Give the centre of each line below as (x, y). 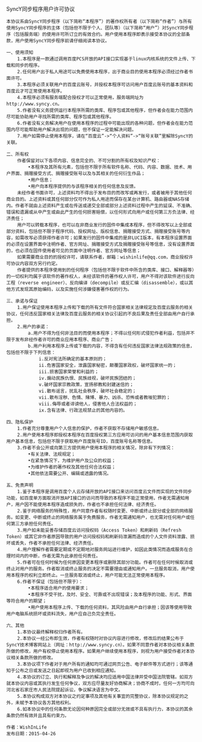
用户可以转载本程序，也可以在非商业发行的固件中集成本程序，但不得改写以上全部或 (105, 225)
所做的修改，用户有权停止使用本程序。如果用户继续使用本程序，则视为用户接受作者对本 (98, 651)
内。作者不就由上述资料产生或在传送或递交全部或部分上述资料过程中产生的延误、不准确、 (100, 206)
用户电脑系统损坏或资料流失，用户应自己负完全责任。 (62, 614)
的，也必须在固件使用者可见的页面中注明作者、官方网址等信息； (74, 251)
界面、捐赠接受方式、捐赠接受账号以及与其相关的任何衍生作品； (78, 174)
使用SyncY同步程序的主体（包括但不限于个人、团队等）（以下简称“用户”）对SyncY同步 (98, 28)
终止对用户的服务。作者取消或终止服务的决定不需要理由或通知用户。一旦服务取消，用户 (98, 569)
